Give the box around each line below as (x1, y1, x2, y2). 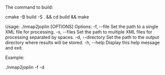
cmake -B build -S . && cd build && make (5, 14, 89, 19)
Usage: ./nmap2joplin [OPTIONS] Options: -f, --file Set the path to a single (5, 23, 158, 29)
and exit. (5, 45, 24, 50)
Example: (5, 54, 25, 60)
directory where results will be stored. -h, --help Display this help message (5, 39, 160, 45)
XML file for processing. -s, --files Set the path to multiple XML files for (5, 29, 152, 34)
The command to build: (5, 4, 53, 10)
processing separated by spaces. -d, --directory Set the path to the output (5, 34, 159, 40)
